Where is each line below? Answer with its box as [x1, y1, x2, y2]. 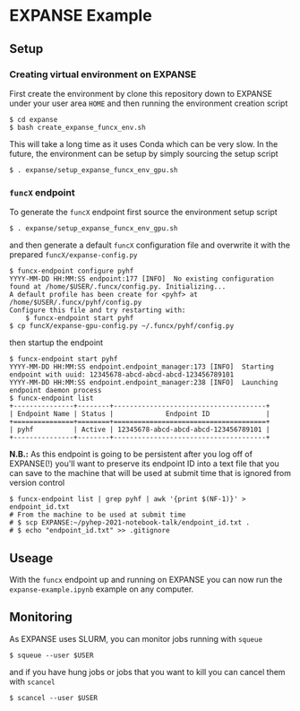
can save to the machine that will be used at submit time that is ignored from [9, 468, 291, 479]
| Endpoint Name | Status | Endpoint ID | [9, 410, 270, 419]
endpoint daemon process [9, 386, 102, 395]
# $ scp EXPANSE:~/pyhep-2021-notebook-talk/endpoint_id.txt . [9, 518, 251, 527]
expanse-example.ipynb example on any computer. [9, 584, 194, 594]
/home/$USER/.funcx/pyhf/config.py [9, 298, 142, 308]
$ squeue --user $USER [9, 651, 94, 660]
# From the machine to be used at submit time [9, 510, 186, 520]
